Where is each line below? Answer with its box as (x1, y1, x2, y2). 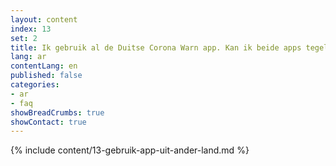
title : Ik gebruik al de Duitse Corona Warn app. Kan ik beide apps (10, 42, 302, 53)
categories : (10, 80, 60, 90)
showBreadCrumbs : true (10, 107, 105, 118)
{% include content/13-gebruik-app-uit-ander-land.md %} (10, 144, 250, 156)
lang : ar (10, 52, 47, 62)
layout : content (10, 14, 78, 25)
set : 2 (10, 33, 38, 43)
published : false (10, 71, 83, 81)
